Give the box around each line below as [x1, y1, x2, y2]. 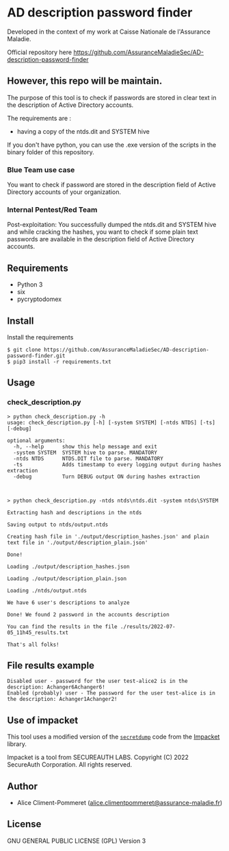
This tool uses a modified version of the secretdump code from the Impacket [7, 732, 220, 741]
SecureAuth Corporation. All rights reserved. [7, 760, 133, 769]
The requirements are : [7, 114, 72, 122]
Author [7, 780, 38, 792]
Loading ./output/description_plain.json [7, 575, 127, 582]
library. [7, 740, 27, 748]
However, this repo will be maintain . [7, 75, 163, 87]
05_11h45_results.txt [7, 629, 69, 636]
